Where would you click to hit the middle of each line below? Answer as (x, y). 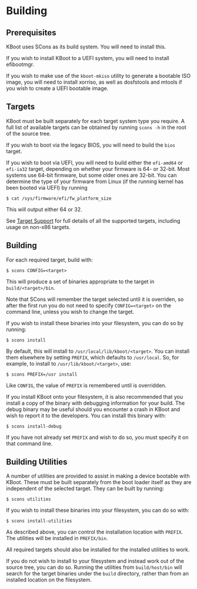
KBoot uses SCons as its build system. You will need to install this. (86, 47)
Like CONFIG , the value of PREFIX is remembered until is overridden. (86, 385)
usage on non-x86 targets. (38, 227)
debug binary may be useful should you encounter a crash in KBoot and (93, 409)
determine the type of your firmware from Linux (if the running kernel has (95, 181)
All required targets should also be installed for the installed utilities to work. (98, 550)
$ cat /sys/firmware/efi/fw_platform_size (59, 198)
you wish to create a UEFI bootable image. (57, 88)
